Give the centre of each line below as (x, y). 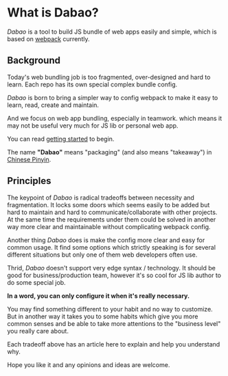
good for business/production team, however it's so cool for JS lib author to (114, 275)
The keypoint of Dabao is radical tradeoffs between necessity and (101, 198)
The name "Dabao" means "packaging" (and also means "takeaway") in (110, 152)
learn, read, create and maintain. (53, 105)
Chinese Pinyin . (29, 159)
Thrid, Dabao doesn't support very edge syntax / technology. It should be (112, 268)
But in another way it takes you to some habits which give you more (103, 316)
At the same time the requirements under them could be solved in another (112, 219)
